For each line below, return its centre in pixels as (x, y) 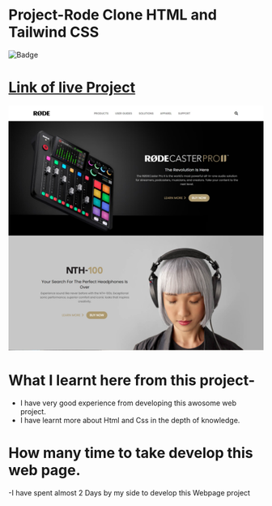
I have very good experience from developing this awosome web (128, 403)
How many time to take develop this (131, 453)
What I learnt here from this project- (132, 380)
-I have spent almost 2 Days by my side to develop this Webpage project (130, 492)
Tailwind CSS (54, 32)
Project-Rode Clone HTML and (113, 15)
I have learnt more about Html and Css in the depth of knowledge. (130, 420)
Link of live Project (72, 88)
